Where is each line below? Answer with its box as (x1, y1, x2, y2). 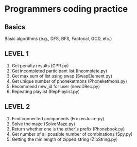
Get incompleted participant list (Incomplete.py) (11, 68, 107, 73)
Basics (4, 23, 25, 31)
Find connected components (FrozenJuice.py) (11, 115, 104, 121)
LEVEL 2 (4, 103, 30, 111)
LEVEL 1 (4, 50, 29, 58)
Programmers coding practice (4, 3, 128, 15)
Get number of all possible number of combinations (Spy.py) (11, 131, 133, 137)
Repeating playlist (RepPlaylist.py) (11, 89, 80, 94)
